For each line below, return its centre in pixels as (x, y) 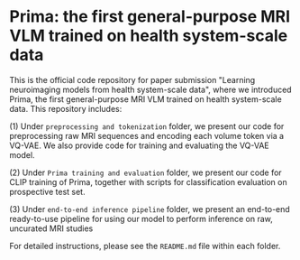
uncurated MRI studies (51, 228)
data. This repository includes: (66, 108)
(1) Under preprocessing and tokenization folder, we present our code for (147, 126)
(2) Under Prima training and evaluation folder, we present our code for (145, 172)
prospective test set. (47, 191)
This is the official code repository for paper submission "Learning (132, 79)
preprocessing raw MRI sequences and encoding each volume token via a (147, 135)
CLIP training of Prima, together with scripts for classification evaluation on (148, 181)
